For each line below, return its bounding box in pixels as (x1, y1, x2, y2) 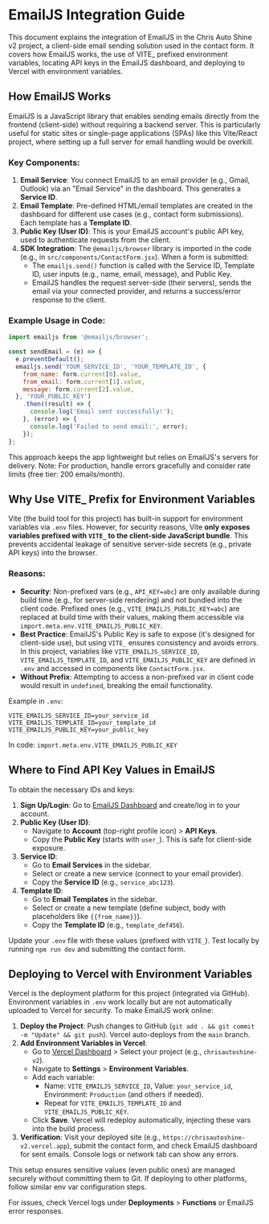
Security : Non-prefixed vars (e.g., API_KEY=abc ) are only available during (19, 586, 260, 596)
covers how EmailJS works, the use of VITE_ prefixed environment (8, 49, 228, 59)
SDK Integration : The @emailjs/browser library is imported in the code (19, 244, 252, 253)
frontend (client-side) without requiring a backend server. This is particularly (8, 119, 261, 130)
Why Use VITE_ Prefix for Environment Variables (8, 492, 255, 506)
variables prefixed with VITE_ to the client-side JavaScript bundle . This (8, 531, 249, 541)
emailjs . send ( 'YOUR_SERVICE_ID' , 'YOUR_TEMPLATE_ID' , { (15, 362, 206, 371)
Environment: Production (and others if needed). (43, 1090, 204, 1099)
